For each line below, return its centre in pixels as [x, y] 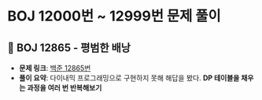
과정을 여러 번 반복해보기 [64, 88]
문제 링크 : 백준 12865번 [55, 68]
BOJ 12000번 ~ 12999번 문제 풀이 [114, 16]
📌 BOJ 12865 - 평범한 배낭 [69, 48]
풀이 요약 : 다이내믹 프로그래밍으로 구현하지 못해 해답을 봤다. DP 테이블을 [129, 78]
